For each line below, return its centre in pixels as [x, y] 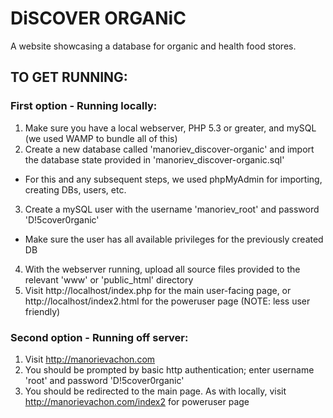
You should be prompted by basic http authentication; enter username [169, 369]
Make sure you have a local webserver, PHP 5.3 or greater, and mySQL [170, 128]
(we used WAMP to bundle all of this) [101, 138]
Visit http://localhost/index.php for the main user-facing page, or [158, 290]
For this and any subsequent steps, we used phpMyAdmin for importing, [173, 179]
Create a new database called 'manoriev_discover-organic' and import [169, 149]
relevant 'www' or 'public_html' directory [109, 279]
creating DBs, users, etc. [75, 189]
